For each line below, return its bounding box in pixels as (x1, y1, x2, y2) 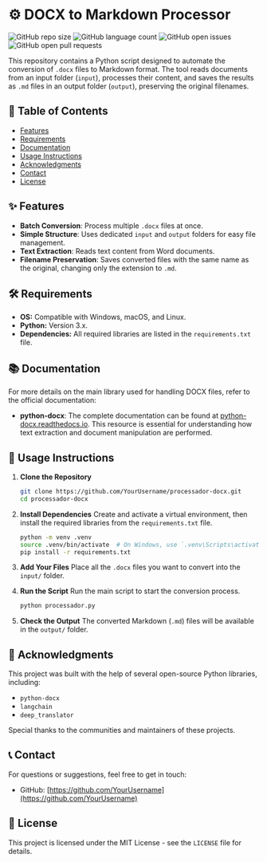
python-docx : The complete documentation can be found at (19, 411, 219, 420)
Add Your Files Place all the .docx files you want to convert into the (19, 562, 241, 572)
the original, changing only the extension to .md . (19, 263, 177, 273)
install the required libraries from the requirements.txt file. (19, 518, 213, 527)
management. (19, 238, 66, 247)
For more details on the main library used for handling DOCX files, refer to (8, 387, 250, 396)
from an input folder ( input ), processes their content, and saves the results (8, 73, 254, 82)
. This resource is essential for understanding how (87, 419, 253, 429)
